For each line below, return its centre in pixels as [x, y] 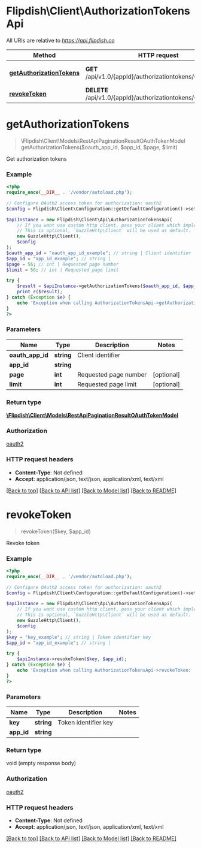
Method [44, 55]
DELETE [97, 90]
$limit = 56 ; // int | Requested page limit [63, 270]
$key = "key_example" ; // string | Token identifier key [79, 637]
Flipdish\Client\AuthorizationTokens [98, 11]
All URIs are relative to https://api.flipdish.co [60, 40]
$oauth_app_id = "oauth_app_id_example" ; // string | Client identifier [99, 253]
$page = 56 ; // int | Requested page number [63, 264]
